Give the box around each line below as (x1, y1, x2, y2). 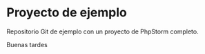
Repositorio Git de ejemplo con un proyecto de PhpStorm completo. (6, 27, 199, 36)
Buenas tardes (6, 40, 48, 49)
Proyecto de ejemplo (6, 5, 127, 21)
